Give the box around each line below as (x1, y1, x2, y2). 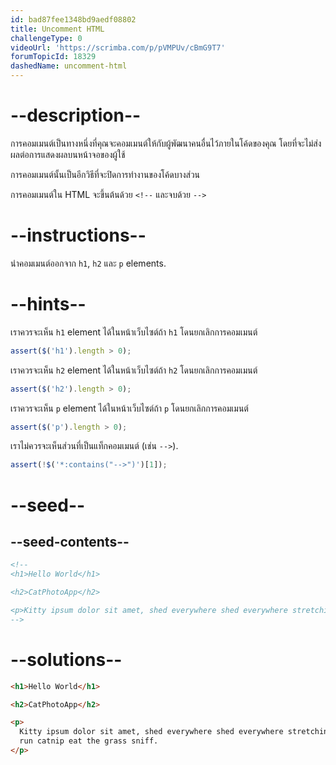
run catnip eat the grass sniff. (19, 736, 159, 746)
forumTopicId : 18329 (10, 52, 97, 62)
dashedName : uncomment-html (10, 61, 128, 71)
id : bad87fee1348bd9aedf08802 (10, 14, 137, 25)
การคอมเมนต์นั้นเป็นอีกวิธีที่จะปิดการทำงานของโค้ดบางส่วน (10, 168, 201, 180)
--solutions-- (10, 648, 123, 671)
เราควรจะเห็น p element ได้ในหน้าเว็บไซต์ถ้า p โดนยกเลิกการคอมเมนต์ (10, 402, 249, 414)
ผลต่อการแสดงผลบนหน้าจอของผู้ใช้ (10, 148, 126, 160)
